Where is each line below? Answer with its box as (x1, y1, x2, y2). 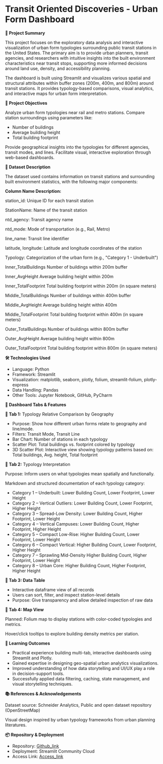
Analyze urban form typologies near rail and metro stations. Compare (5, 109, 145, 116)
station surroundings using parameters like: (5, 115, 93, 120)
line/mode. (12, 426, 34, 432)
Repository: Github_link (12, 743, 59, 749)
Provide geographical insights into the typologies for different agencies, (5, 144, 150, 150)
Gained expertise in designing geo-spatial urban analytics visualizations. (12, 660, 159, 666)
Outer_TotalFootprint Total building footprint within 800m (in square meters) (5, 345, 158, 351)
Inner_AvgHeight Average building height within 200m (5, 273, 114, 279)
